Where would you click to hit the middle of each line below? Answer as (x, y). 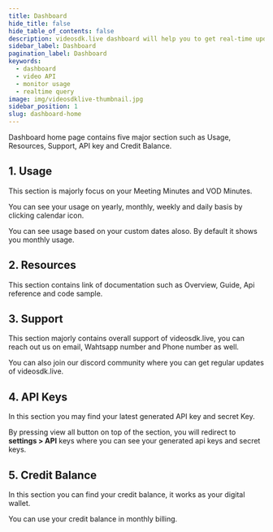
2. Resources (42, 265)
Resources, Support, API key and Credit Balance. (90, 146)
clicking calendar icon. (46, 215)
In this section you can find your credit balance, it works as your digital (127, 495)
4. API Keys (38, 397)
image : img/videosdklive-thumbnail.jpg (76, 99)
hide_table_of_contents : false (61, 31)
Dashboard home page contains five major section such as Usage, (120, 137)
